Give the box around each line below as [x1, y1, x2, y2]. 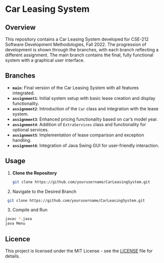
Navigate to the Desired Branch [12, 188, 77, 194]
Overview [5, 23, 36, 32]
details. [5, 253, 20, 259]
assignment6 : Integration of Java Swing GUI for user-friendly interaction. [12, 142, 160, 148]
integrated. [12, 90, 35, 96]
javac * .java [5, 217, 32, 221]
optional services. [12, 127, 49, 132]
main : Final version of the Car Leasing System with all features [12, 85, 139, 90]
